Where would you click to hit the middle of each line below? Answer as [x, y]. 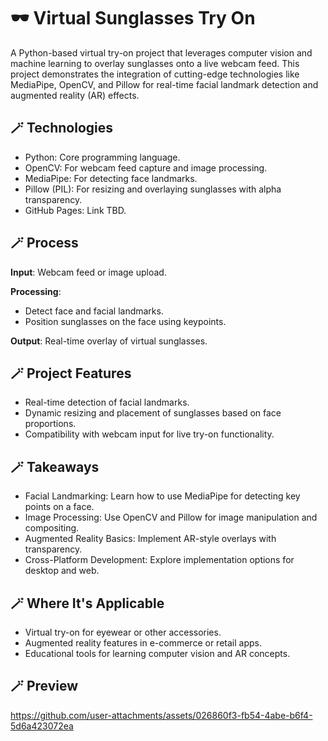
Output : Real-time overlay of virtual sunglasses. [109, 341]
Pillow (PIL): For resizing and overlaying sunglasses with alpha [153, 189]
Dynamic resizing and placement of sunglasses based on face [153, 413]
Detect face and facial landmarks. [94, 311]
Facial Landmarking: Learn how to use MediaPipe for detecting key [162, 496]
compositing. [52, 528]
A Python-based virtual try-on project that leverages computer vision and [161, 52]
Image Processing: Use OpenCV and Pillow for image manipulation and [171, 517]
